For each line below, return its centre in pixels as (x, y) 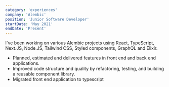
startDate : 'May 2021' (29, 24)
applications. (26, 63)
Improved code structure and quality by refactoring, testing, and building (88, 69)
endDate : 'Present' (26, 29)
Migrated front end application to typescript (58, 79)
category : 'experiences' (31, 10)
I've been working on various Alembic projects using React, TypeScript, (80, 43)
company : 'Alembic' (26, 15)
